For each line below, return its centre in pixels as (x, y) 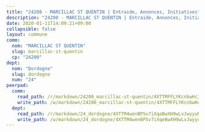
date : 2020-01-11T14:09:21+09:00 (49, 23)
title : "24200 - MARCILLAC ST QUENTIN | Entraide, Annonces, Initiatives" (103, 12)
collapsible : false (31, 29)
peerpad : (17, 86)
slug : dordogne (31, 74)
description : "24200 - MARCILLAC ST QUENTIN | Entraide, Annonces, (94, 18)
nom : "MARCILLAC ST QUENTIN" (49, 46)
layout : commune (27, 35)
